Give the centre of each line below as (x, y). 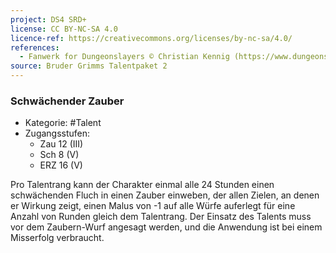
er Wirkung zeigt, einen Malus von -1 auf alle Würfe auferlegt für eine (153, 206)
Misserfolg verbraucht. (57, 238)
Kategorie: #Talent (63, 123)
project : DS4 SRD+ (48, 19)
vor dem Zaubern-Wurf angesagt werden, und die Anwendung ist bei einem (166, 227)
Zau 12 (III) (61, 144)
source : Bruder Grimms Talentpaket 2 (89, 66)
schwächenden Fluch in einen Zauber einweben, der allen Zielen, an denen (165, 195)
